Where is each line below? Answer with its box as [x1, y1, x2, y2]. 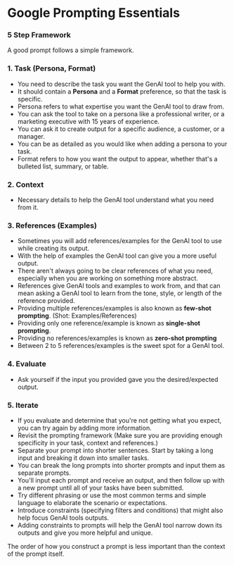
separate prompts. [17, 468, 72, 477]
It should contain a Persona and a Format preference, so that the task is [17, 87, 227, 96]
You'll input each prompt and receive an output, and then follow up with [17, 476, 225, 484]
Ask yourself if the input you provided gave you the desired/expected [17, 375, 219, 383]
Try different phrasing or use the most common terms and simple [17, 491, 207, 499]
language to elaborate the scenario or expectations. [17, 498, 167, 507]
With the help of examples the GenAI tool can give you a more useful [17, 252, 216, 260]
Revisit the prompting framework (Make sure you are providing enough [17, 431, 223, 440]
